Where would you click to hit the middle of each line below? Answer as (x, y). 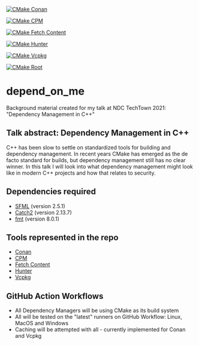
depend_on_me (46, 91)
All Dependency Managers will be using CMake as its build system (97, 310)
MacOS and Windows (42, 323)
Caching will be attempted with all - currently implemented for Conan (100, 329)
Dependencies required (51, 192)
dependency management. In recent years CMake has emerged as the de (97, 154)
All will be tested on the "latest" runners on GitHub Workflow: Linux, (99, 317)
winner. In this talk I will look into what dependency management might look (99, 166)
